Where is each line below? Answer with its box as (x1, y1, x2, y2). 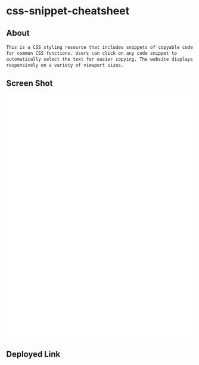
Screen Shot (6, 79, 53, 89)
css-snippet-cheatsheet (6, 4, 130, 18)
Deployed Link (6, 349, 61, 359)
